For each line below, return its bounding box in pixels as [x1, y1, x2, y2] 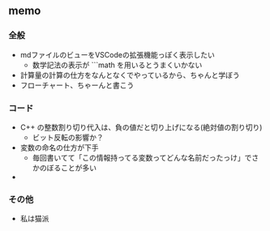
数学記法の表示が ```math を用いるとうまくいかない [32, 60, 203, 70]
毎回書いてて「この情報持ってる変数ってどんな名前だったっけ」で [32, 152, 252, 162]
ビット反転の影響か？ [32, 132, 104, 142]
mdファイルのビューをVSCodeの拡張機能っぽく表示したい [19, 49, 215, 59]
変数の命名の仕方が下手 [19, 143, 99, 152]
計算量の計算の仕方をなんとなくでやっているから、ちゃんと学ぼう [19, 70, 241, 79]
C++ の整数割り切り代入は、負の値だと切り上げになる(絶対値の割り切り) [19, 122, 263, 132]
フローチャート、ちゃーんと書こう [19, 80, 135, 90]
